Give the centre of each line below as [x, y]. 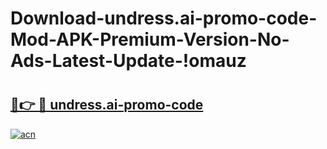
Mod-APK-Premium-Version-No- [150, 39]
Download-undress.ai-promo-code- [164, 18]
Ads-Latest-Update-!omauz [128, 61]
